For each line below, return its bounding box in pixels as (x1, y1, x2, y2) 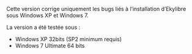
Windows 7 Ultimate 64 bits (15, 42, 85, 49)
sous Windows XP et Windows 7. (6, 12, 89, 19)
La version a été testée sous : (6, 24, 81, 31)
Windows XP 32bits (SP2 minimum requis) (15, 36, 122, 42)
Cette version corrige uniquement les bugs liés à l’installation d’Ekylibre (6, 6, 186, 12)
